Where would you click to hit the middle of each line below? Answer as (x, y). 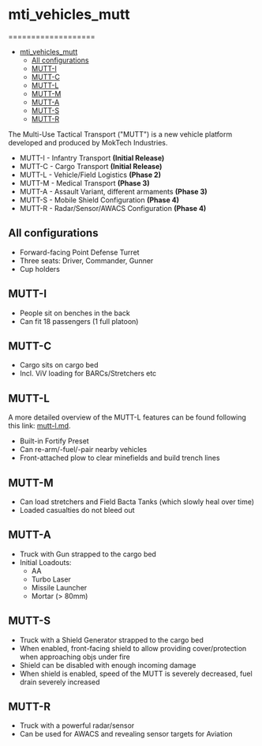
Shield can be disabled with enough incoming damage (108, 665)
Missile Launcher (59, 587)
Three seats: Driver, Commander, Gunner (86, 260)
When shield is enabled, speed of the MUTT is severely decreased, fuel (136, 673)
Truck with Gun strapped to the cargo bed (88, 554)
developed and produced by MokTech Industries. (88, 142)
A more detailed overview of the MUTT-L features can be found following (127, 417)
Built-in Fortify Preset (54, 441)
